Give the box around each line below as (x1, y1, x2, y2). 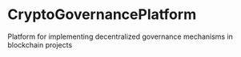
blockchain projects (7, 40, 73, 49)
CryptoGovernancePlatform (7, 6, 197, 24)
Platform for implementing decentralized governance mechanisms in (7, 32, 234, 41)
